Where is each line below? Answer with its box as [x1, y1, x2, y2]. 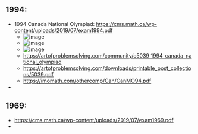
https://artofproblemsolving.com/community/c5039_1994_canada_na [23, 52, 192, 59]
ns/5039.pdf [23, 71, 54, 78]
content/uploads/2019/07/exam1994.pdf [14, 27, 113, 34]
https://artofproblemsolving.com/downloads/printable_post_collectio [23, 65, 191, 72]
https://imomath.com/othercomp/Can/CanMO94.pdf [23, 77, 152, 84]
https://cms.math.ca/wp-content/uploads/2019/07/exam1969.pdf [14, 116, 174, 123]
